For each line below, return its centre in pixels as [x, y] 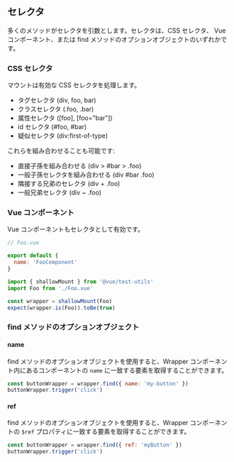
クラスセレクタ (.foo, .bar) [56, 109]
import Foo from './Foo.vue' [50, 288]
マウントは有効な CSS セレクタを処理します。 [74, 85]
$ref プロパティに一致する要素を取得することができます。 [106, 431]
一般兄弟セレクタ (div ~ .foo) [59, 192]
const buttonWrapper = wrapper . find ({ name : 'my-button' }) [98, 384]
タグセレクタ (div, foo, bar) [57, 100]
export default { [33, 256]
